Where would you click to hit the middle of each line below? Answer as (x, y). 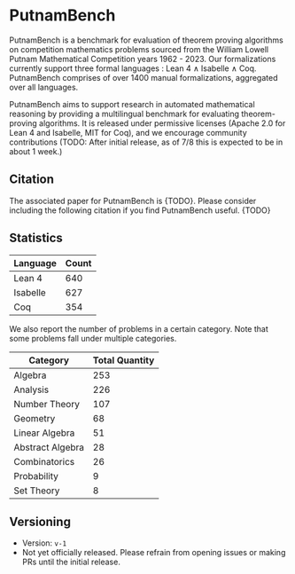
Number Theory (47, 404)
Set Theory (37, 491)
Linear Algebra (44, 433)
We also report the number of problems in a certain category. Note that (139, 328)
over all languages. (44, 87)
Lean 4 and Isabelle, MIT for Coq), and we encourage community (128, 132)
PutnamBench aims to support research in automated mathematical (132, 104)
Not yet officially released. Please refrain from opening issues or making (154, 553)
